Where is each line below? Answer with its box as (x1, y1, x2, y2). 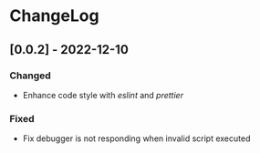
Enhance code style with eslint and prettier (22, 89, 184, 100)
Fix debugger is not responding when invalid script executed (22, 133, 251, 144)
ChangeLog (9, 5, 99, 26)
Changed (9, 69, 52, 82)
